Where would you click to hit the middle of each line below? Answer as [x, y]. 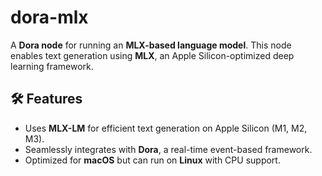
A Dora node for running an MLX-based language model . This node [151, 45]
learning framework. [52, 66]
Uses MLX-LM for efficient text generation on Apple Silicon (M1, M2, [166, 128]
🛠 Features [46, 99]
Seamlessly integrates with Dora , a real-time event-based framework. [168, 149]
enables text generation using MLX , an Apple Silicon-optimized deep [152, 55]
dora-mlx [49, 17]
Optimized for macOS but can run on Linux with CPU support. [152, 160]
